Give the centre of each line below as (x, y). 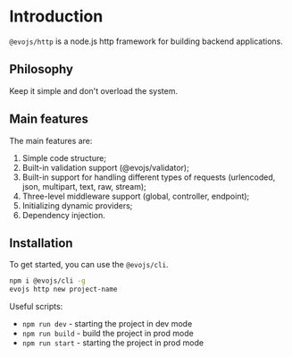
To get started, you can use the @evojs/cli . (89, 265)
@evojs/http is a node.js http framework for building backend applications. (146, 41)
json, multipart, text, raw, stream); (84, 186)
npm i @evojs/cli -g (48, 281)
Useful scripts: (36, 307)
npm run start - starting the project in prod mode (113, 343)
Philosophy (42, 69)
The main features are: (51, 140)
